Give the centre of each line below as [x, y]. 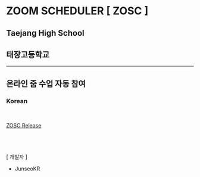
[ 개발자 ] [17, 157]
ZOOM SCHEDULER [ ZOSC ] [77, 11]
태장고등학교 [28, 55]
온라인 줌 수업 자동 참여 [46, 84]
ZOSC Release [24, 126]
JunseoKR [27, 169]
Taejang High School [45, 33]
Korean [17, 101]
